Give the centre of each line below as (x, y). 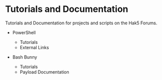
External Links (34, 47)
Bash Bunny (25, 57)
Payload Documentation (45, 72)
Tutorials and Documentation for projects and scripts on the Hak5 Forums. (81, 23)
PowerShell (24, 32)
